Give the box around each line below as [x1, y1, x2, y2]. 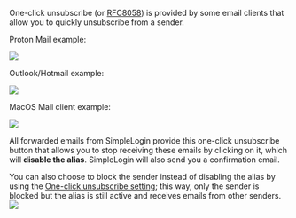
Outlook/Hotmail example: [9, 68, 105, 78]
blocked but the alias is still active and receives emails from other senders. [9, 191, 282, 200]
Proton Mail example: [9, 35, 87, 44]
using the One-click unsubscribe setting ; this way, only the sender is [9, 181, 260, 191]
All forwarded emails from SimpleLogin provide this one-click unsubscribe [9, 136, 280, 145]
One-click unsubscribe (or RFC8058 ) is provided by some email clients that [9, 8, 284, 18]
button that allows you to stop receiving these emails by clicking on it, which [9, 145, 288, 155]
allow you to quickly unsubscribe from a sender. [9, 17, 184, 27]
